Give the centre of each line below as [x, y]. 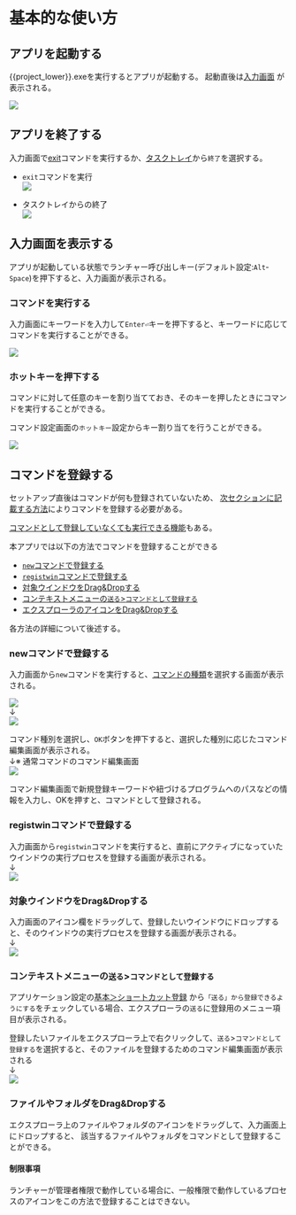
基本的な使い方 [64, 18]
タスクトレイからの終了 [65, 204]
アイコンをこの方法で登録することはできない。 [110, 1201]
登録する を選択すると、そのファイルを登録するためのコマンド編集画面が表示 [146, 1049]
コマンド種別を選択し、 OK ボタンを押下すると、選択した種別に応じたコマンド [148, 739]
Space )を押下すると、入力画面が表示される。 [90, 278]
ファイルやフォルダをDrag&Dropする [87, 1103]
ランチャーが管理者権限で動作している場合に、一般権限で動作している [137, 1190]
